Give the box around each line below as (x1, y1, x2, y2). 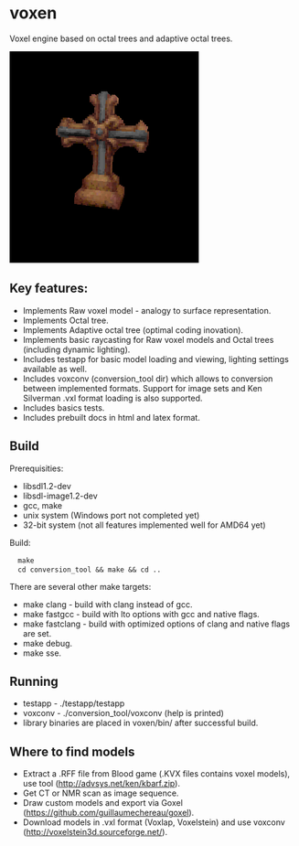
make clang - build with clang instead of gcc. (22, 598, 193, 610)
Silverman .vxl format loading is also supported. (22, 392, 203, 403)
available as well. (22, 363, 88, 374)
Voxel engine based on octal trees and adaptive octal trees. (9, 33, 233, 44)
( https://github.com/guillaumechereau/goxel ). (22, 808, 195, 819)
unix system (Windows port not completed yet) (22, 509, 200, 520)
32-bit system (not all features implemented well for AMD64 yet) (22, 519, 267, 530)
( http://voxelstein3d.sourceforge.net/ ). (22, 827, 167, 838)
